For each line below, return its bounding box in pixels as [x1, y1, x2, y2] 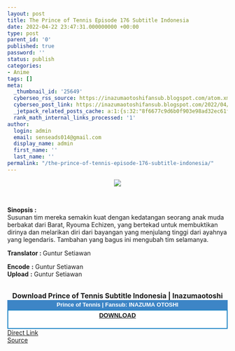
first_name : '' [13, 147, 58, 154]
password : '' [7, 50, 45, 57]
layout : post [7, 10, 45, 17]
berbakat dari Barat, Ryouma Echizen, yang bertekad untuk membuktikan [7, 220, 218, 229]
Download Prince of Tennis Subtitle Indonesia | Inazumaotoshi [12, 291, 223, 301]
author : [7, 120, 30, 128]
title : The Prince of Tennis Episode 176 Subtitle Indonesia [7, 17, 190, 24]
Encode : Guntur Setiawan [7, 262, 84, 271]
